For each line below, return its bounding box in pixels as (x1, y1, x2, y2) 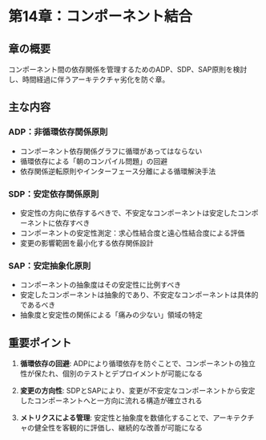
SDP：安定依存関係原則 (8, 188, 99, 199)
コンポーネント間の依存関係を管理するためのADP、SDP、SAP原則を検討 (8, 65, 248, 74)
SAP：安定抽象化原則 (8, 260, 91, 271)
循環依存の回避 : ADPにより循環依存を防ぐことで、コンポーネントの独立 (19, 359, 256, 369)
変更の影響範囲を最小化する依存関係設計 (19, 238, 154, 247)
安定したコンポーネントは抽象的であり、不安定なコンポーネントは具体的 (19, 290, 259, 299)
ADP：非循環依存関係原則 (8, 126, 108, 137)
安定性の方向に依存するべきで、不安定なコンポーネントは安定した (19, 208, 238, 218)
